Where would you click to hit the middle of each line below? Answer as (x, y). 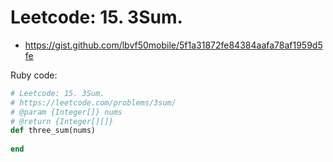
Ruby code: (34, 75)
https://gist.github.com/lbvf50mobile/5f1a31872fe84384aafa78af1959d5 (173, 45)
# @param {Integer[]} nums (66, 112)
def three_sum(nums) (53, 131)
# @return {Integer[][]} (62, 121)
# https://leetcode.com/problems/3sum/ (93, 102)
